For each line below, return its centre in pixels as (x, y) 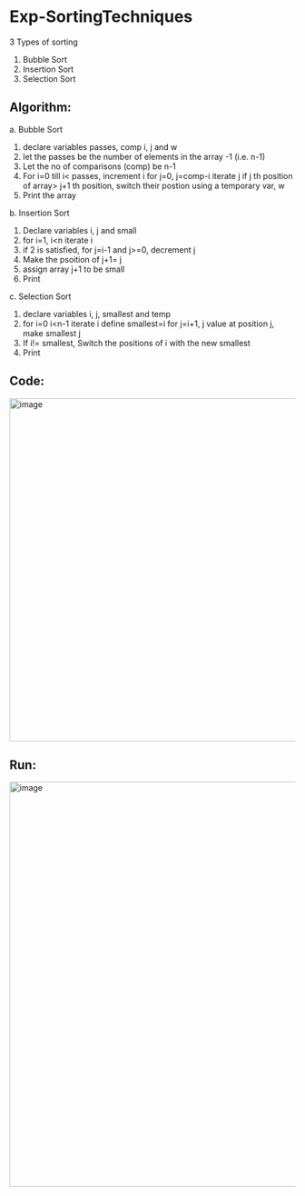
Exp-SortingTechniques (101, 17)
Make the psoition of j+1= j (72, 259)
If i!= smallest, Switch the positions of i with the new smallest (137, 343)
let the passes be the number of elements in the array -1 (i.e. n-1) (144, 156)
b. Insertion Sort (39, 213)
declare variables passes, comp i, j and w (100, 146)
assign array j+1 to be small (74, 269)
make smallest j (52, 333)
